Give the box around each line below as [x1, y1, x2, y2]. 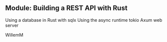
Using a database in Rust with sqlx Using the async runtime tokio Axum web [5, 17, 162, 23]
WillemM [5, 32, 24, 38]
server [5, 22, 19, 28]
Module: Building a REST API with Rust [5, 4, 128, 12]
